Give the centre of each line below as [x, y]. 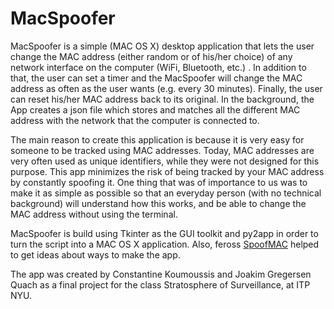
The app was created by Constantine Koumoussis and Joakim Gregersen [161, 274]
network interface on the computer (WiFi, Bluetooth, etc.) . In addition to [158, 67]
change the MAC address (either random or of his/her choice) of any [151, 56]
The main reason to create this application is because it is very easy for [157, 139]
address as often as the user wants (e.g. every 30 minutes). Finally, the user [166, 88]
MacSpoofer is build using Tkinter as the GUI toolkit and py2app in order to [164, 233]
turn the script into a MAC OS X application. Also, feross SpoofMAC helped [165, 244]
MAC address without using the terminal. [94, 214]
